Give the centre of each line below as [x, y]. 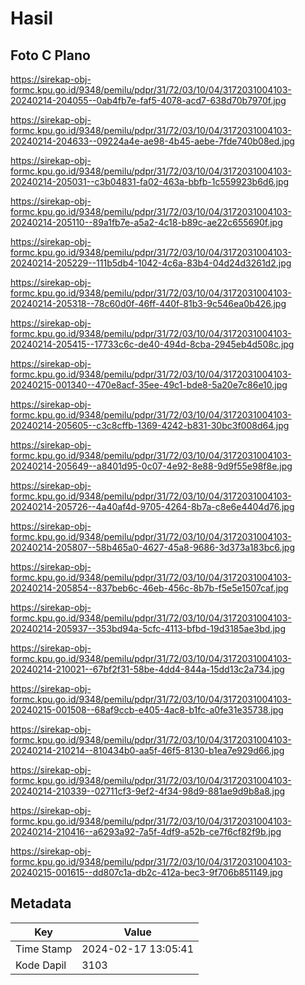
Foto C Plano [50, 55]
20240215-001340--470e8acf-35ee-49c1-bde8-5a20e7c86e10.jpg [149, 385]
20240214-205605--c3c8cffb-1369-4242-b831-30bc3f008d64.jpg [150, 425]
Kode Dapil [41, 965]
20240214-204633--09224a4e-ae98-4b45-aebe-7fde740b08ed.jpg [152, 141]
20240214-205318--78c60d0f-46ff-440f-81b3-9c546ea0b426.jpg [148, 303]
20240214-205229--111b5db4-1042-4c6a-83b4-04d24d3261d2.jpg [151, 263]
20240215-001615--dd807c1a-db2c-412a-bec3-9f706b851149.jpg [146, 872]
